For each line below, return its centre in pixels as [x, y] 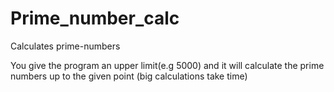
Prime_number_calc [95, 18]
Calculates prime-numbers [65, 46]
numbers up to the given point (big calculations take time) [129, 76]
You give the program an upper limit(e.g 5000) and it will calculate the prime [167, 65]
